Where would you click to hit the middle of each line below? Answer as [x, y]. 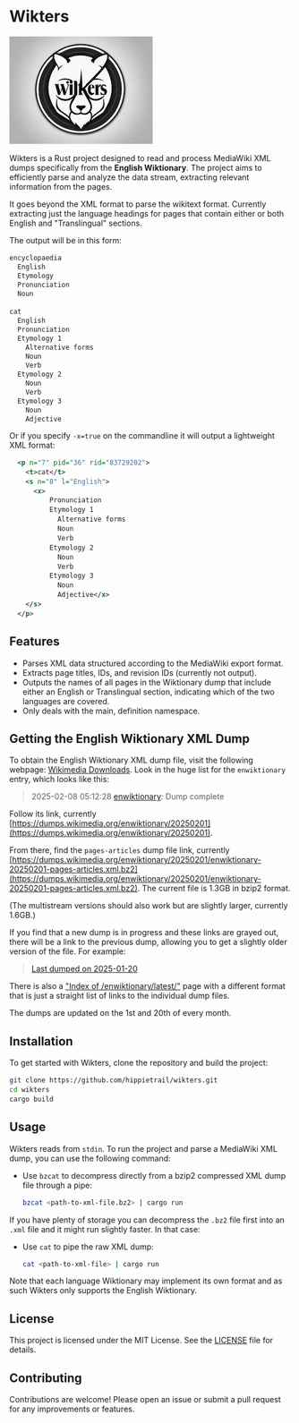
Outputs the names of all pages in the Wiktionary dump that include [146, 682]
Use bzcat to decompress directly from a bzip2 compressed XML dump [154, 1175]
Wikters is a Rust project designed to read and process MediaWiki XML [140, 158]
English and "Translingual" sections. [76, 223]
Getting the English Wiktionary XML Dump [130, 739]
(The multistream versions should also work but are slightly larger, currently [149, 906]
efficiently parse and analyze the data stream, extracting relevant [129, 177]
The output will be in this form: [66, 240]
